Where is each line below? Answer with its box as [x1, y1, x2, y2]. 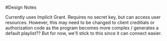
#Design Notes [5, 5, 37, 10]
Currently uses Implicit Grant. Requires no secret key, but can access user [5, 14, 161, 20]
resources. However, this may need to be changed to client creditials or [5, 20, 155, 25]
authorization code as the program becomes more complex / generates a [5, 25, 159, 31]
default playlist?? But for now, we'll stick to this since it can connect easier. [5, 30, 162, 36]
